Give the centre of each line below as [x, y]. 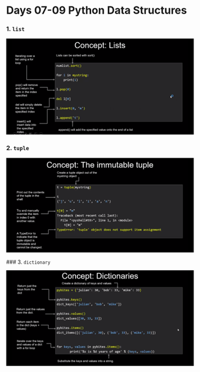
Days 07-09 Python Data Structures [97, 10]
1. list [15, 29]
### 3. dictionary [28, 262]
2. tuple [18, 148]
